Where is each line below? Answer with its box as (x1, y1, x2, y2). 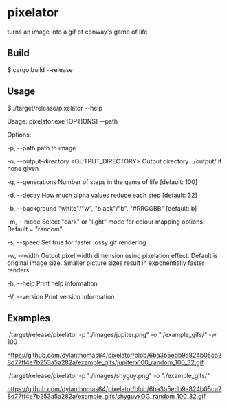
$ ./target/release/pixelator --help (7, 104, 103, 112)
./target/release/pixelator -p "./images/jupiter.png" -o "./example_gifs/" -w (7, 331, 217, 339)
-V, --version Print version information (7, 292, 115, 301)
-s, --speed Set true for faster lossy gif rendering (7, 238, 146, 246)
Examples (7, 312, 50, 324)
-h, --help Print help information (7, 279, 98, 288)
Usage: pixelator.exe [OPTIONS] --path (7, 117, 118, 125)
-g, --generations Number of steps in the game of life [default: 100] (7, 177, 198, 186)
